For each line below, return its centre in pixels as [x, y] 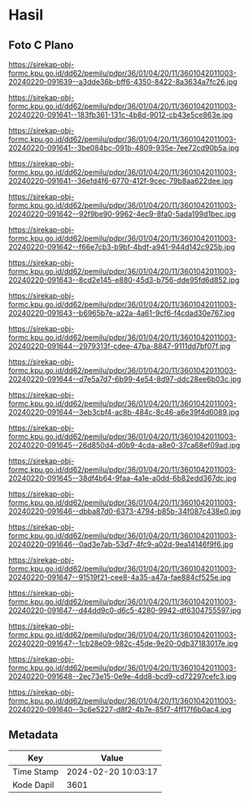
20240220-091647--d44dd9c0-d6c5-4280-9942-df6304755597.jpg [125, 610]
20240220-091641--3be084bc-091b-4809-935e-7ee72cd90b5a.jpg [124, 148]
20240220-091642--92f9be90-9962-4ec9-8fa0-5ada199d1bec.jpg [122, 214]
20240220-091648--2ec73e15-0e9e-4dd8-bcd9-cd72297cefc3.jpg [122, 676]
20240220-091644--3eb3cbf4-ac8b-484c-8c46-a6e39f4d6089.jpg [124, 412]
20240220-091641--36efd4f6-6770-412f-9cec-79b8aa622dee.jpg [121, 181]
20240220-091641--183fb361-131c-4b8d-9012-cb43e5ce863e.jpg [121, 115]
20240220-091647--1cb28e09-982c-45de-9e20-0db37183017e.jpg [123, 643]
